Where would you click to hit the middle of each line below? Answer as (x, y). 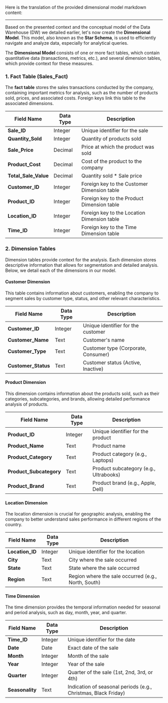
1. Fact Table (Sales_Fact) (37, 76)
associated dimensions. (29, 104)
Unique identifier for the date (101, 640)
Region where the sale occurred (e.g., (112, 576)
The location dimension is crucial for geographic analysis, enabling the (78, 514)
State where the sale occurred (104, 568)
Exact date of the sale (93, 648)
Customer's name (104, 340)
